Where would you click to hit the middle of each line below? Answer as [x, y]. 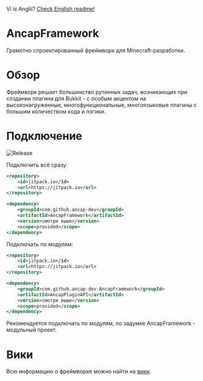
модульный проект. [31, 330]
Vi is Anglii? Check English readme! [51, 9]
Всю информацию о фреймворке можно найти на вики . [79, 371]
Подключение [44, 136]
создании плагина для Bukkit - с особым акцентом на [76, 98]
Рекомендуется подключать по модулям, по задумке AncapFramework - [101, 324]
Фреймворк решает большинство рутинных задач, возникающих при [97, 92]
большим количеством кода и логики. [56, 111]
